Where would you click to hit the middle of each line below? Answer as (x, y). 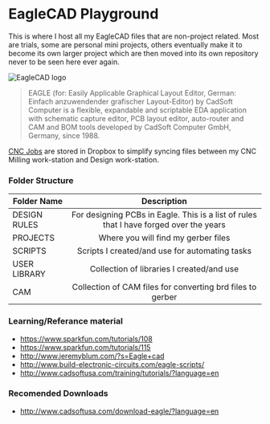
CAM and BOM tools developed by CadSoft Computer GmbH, (129, 127)
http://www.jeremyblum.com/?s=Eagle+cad (92, 356)
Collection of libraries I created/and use (164, 269)
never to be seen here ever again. (64, 62)
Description (164, 202)
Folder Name (37, 202)
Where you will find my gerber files (164, 238)
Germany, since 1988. (64, 135)
